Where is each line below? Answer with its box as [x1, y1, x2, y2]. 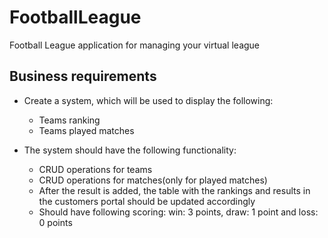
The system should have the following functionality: [23, 144, 237, 156]
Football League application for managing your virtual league [9, 39, 261, 51]
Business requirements [9, 68, 157, 85]
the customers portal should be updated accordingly [38, 195, 256, 207]
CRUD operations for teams [38, 163, 153, 175]
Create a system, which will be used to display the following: [23, 94, 274, 106]
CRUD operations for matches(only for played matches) [38, 174, 268, 186]
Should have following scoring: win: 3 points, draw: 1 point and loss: [38, 206, 319, 218]
